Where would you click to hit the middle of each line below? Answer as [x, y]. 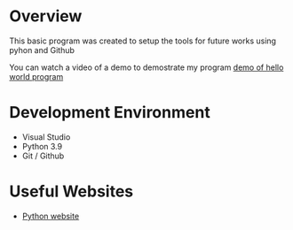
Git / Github [43, 156]
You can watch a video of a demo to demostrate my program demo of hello [146, 67]
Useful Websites [71, 192]
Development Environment [110, 113]
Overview [46, 16]
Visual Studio [46, 137]
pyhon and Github [42, 50]
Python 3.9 [42, 146]
